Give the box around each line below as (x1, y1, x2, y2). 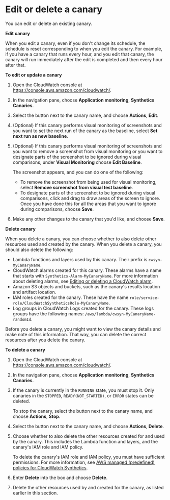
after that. (5, 62, 26, 68)
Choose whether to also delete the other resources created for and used (12, 433, 165, 439)
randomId (12, 317, 32, 322)
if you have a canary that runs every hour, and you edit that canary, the (5, 51, 154, 57)
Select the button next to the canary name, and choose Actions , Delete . (12, 423, 164, 429)
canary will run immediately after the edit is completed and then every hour (5, 56, 163, 62)
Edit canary (5, 30, 31, 36)
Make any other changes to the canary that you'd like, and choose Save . (12, 216, 165, 222)
